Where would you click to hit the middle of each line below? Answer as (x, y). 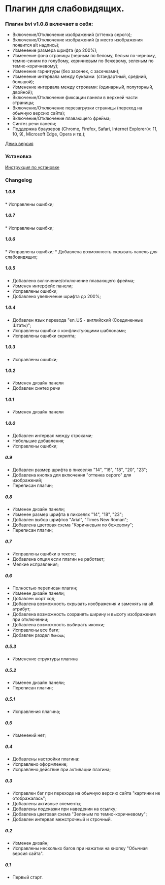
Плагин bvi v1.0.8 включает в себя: (49, 24)
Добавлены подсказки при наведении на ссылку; (65, 809)
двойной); (23, 92)
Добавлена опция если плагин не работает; (58, 559)
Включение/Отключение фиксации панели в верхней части (75, 98)
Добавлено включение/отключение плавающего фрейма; (73, 280)
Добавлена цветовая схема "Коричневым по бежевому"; (73, 525)
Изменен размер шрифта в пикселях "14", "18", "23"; (67, 514)
